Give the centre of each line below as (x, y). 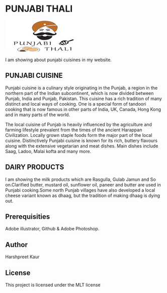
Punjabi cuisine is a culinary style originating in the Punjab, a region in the (81, 88)
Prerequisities (28, 216)
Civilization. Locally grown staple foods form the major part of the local (79, 135)
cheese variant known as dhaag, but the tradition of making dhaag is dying (82, 196)
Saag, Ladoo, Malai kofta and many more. (48, 151)
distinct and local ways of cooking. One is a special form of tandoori (76, 104)
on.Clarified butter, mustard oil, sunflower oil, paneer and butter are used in (83, 184)
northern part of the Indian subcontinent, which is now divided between (79, 93)
